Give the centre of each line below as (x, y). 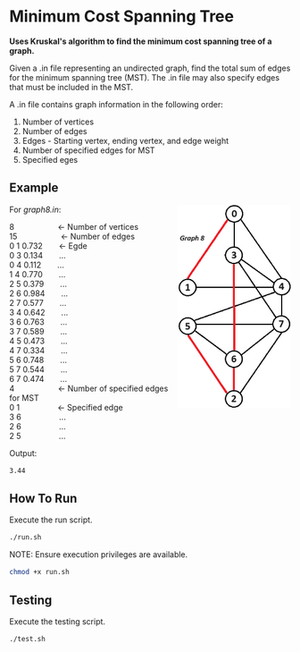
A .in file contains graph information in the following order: (116, 104)
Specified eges (50, 159)
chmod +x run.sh (39, 572)
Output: (23, 453)
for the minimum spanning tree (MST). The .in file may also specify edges (144, 77)
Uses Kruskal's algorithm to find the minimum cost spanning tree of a (141, 41)
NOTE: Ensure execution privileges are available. (99, 555)
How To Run (43, 499)
